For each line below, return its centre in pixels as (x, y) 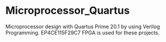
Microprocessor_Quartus (68, 11)
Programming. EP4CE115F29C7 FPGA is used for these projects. (83, 32)
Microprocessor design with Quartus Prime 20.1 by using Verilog (83, 26)
